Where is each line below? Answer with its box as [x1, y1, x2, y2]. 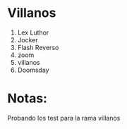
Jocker [17, 35, 38, 44]
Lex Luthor [17, 28, 49, 37]
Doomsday [17, 66, 49, 74]
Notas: [7, 90, 48, 106]
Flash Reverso [17, 43, 59, 51]
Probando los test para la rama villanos [7, 113, 121, 122]
